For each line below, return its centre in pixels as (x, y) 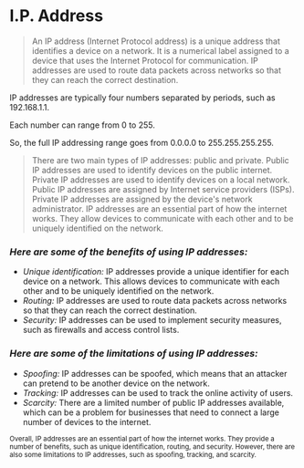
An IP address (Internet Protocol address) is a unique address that (156, 41)
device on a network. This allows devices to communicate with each (151, 281)
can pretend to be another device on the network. (116, 383)
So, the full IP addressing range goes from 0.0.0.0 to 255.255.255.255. (142, 142)
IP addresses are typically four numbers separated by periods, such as (142, 98)
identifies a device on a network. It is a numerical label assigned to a (160, 50)
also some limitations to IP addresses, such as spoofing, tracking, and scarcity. (133, 454)
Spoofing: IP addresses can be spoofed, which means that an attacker (155, 373)
